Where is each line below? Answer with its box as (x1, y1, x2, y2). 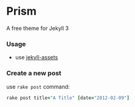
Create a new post (6, 69, 62, 78)
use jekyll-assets (15, 54, 58, 61)
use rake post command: (6, 83, 70, 90)
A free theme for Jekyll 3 (6, 24, 69, 32)
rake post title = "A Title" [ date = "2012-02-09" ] (6, 95, 130, 101)
